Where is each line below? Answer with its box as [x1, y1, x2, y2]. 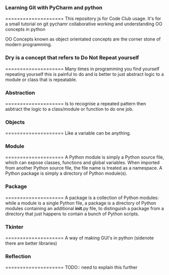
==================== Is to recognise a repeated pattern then [5, 100, 146, 106]
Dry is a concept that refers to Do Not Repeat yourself [5, 54, 139, 61]
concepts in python [5, 26, 45, 32]
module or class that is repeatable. [5, 76, 77, 83]
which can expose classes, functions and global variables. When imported [5, 160, 160, 166]
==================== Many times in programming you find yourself [5, 65, 160, 72]
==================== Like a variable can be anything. [5, 130, 131, 136]
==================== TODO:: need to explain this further [5, 264, 138, 270]
